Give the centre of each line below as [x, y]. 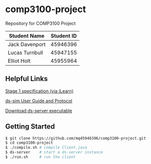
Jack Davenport [27, 44]
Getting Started [30, 127]
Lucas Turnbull [25, 53]
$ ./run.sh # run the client [41, 157]
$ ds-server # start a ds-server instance [54, 152]
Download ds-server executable [39, 110]
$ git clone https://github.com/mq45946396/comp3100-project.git [75, 138]
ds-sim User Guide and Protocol [39, 101]
